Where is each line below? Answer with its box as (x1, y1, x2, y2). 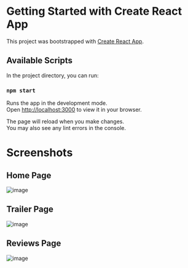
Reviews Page (6, 238, 61, 249)
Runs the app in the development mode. (6, 99, 108, 107)
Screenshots (6, 146, 73, 160)
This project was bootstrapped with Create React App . (6, 37, 144, 45)
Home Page (6, 170, 52, 180)
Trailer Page (6, 204, 54, 215)
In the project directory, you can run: (6, 72, 99, 79)
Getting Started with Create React (6, 4, 182, 18)
